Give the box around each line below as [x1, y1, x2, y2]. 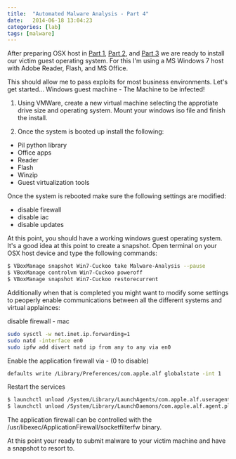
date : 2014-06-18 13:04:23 [7, 17, 93, 24]
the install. [17, 114, 48, 122]
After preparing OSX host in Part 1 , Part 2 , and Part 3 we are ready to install [7, 49, 225, 58]
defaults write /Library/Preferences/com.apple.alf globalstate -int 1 [7, 370, 221, 377]
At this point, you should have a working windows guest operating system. [7, 234, 223, 243]
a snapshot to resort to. [7, 444, 75, 453]
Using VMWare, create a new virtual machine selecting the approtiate [17, 99, 218, 108]
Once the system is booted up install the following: [17, 127, 164, 136]
